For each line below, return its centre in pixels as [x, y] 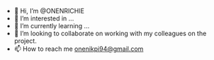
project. [25, 41]
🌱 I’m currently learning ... [52, 26]
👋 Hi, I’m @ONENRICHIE [49, 11]
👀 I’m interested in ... [44, 18]
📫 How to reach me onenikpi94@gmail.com [79, 49]
